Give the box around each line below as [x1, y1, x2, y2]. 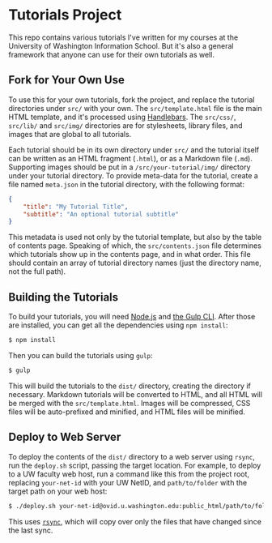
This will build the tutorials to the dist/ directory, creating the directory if [8, 381, 251, 391]
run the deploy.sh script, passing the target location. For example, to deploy [8, 460, 261, 470]
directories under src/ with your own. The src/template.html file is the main [8, 103, 262, 113]
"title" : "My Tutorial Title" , [23, 203, 129, 211]
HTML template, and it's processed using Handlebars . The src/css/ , [8, 112, 236, 122]
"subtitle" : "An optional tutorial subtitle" [23, 210, 180, 218]
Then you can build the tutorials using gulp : [8, 350, 153, 360]
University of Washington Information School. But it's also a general [8, 41, 234, 50]
